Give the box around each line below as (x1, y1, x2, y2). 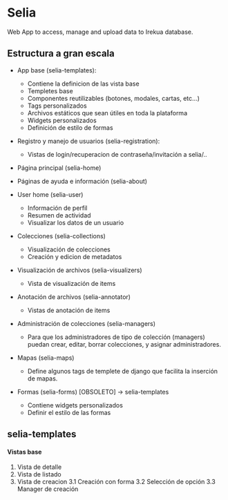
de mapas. (27, 374, 58, 383)
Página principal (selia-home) (17, 164, 102, 172)
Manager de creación (17, 485, 79, 493)
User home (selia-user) (17, 190, 84, 198)
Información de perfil (27, 204, 88, 212)
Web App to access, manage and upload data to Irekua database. (7, 28, 193, 36)
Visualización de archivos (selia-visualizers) (17, 266, 143, 274)
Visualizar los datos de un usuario (27, 218, 124, 227)
